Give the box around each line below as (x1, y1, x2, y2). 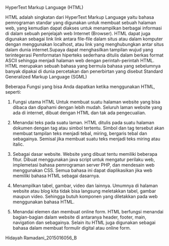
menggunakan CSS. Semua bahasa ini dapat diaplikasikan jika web (12, 168, 153, 173)
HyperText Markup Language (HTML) (5, 5, 84, 10)
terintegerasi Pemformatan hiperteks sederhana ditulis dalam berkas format (5, 52, 164, 58)
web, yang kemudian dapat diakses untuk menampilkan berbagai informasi (5, 25, 162, 31)
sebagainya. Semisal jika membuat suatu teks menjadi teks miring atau (12, 136, 161, 142)
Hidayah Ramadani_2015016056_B (5, 235, 77, 241)
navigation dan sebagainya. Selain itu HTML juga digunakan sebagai (12, 220, 156, 226)
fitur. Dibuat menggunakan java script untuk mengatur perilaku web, (12, 156, 155, 162)
